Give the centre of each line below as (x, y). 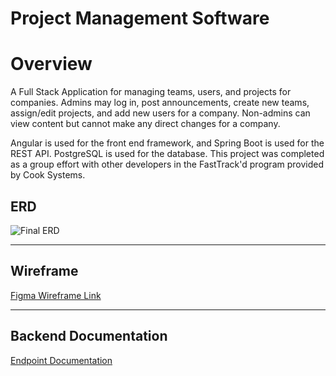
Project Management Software (140, 18)
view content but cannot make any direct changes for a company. (145, 124)
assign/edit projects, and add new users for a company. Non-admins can (160, 113)
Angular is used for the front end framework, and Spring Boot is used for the (167, 143)
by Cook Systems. (48, 175)
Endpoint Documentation (61, 360)
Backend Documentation (89, 336)
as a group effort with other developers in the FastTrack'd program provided (167, 164)
